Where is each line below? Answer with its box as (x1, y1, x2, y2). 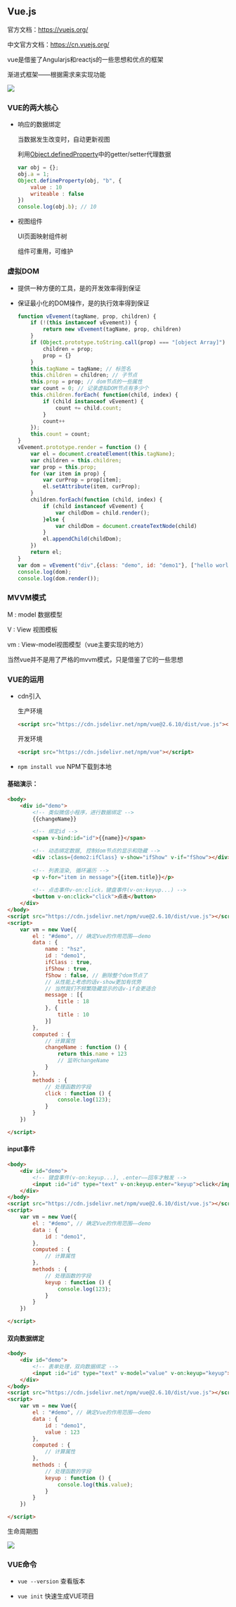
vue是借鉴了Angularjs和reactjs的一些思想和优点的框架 (7, 55, 164, 63)
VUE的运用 (7, 675, 44, 684)
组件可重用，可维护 (17, 247, 74, 256)
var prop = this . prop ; (30, 463, 97, 471)
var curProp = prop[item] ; (43, 476, 122, 484)
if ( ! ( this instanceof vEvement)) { (30, 319, 138, 326)
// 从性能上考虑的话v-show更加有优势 (44, 978, 142, 985)
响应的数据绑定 (17, 120, 61, 129)
